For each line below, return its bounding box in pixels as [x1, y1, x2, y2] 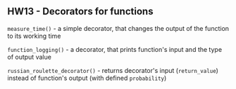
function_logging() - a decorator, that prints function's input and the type [7, 45, 223, 53]
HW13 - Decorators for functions [7, 6, 154, 18]
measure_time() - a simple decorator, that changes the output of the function [7, 24, 230, 32]
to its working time [7, 32, 61, 40]
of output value [7, 53, 51, 61]
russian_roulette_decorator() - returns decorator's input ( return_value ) [7, 66, 218, 74]
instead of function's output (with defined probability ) [7, 74, 167, 82]
